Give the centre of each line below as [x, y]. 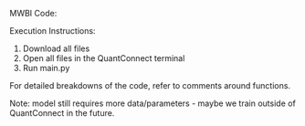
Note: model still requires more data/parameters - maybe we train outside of [153, 103]
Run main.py [46, 68]
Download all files [56, 48]
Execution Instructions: [53, 31]
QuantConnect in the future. [62, 113]
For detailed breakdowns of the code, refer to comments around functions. [150, 85]
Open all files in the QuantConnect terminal [104, 58]
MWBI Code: [33, 13]
